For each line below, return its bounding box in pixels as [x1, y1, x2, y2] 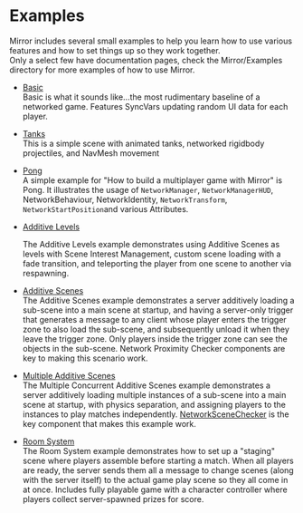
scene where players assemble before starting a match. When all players [22, 455, 294, 466]
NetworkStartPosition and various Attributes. [22, 203, 189, 214]
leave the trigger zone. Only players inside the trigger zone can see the [22, 333, 288, 344]
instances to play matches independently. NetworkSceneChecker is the [22, 409, 289, 420]
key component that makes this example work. [22, 418, 196, 429]
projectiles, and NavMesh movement [22, 147, 160, 159]
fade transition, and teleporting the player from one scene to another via [22, 257, 292, 268]
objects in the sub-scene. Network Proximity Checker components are [22, 343, 286, 353]
